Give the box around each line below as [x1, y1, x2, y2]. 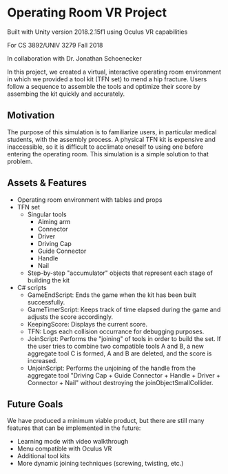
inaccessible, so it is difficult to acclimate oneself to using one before [7, 143, 204, 151]
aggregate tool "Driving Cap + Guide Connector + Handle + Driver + [27, 371, 220, 380]
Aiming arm [37, 217, 71, 225]
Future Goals [7, 398, 63, 410]
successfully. [27, 298, 65, 306]
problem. [7, 157, 33, 165]
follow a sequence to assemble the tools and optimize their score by [7, 82, 201, 90]
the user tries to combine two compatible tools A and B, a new [27, 342, 205, 350]
